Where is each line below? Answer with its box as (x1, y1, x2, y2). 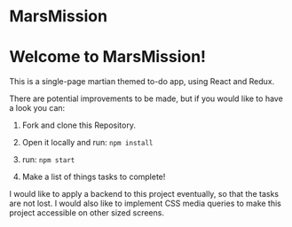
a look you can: (9, 103, 66, 113)
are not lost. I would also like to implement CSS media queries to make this (9, 198, 281, 209)
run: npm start (21, 154, 75, 165)
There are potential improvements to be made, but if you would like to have (9, 93, 284, 104)
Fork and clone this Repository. (21, 120, 136, 130)
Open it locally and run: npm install (21, 137, 154, 148)
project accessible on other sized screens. (9, 207, 164, 218)
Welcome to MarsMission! (9, 47, 207, 67)
